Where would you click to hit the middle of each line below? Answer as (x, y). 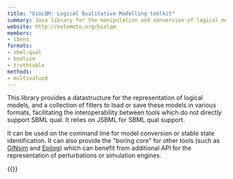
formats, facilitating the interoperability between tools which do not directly (114, 112)
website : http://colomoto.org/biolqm (62, 26)
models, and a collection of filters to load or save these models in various (112, 105)
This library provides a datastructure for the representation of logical (105, 98)
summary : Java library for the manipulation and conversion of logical (113, 20)
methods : (20, 71)
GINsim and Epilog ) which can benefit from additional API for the (100, 148)
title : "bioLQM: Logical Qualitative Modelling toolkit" (91, 14)
